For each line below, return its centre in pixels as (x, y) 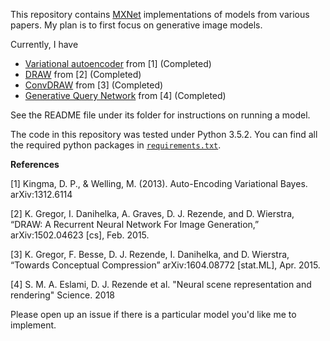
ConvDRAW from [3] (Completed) (94, 85)
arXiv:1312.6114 (41, 194)
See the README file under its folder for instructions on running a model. (160, 115)
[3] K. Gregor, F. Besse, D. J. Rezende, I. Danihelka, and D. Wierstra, (150, 254)
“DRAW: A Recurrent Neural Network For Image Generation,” (135, 224)
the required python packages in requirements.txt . (116, 145)
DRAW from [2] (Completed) (83, 74)
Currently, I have (44, 44)
